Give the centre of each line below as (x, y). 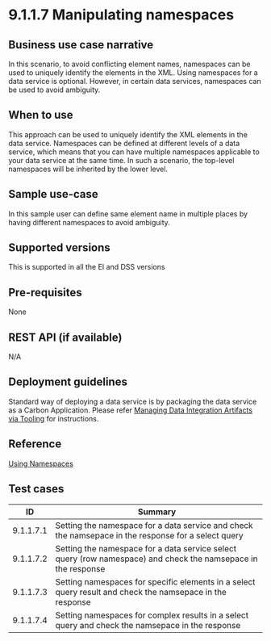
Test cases (36, 489)
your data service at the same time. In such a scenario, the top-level (121, 160)
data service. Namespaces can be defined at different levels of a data (124, 143)
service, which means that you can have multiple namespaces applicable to (134, 152)
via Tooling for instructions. (54, 418)
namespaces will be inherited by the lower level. (88, 169)
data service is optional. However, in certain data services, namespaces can (135, 81)
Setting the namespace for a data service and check (154, 525)
